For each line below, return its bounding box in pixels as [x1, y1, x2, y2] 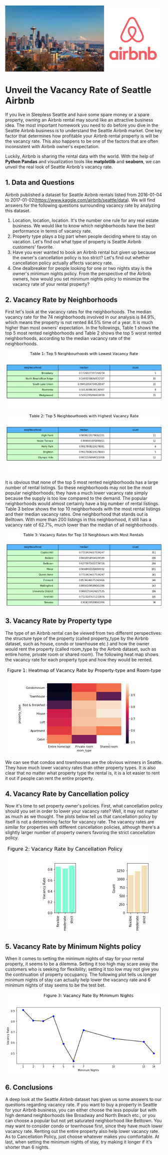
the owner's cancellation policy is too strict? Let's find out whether [12, 254, 150, 260]
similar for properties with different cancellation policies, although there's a [5, 824, 160, 830]
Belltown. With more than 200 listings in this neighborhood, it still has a [5, 517, 151, 523]
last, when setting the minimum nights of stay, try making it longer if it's [5, 1139, 152, 1145]
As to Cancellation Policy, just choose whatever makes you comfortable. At [5, 1133, 159, 1139]
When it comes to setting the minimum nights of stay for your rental [5, 956, 144, 962]
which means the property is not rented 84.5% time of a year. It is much [5, 319, 153, 325]
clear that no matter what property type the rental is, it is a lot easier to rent [5, 769, 160, 776]
